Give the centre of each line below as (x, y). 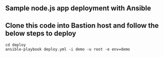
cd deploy (16, 45)
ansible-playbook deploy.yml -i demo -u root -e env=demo (68, 49)
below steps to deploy (41, 33)
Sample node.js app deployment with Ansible (78, 8)
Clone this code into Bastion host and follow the (82, 25)
